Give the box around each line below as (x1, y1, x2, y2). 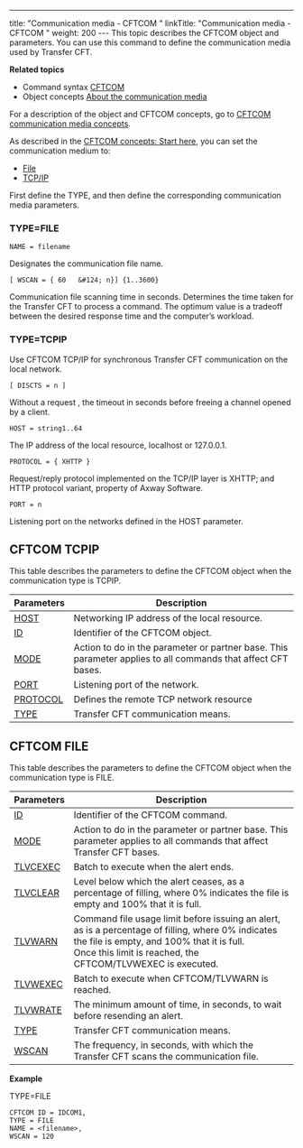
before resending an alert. (73, 1010, 183, 1023)
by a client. (9, 406, 50, 417)
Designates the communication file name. (9, 258, 164, 269)
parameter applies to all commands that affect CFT (73, 653, 289, 665)
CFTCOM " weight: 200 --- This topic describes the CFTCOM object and (9, 28, 280, 38)
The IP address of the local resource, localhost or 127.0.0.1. (9, 440, 227, 450)
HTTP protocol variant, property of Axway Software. (9, 482, 204, 493)
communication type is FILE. (9, 773, 115, 783)
